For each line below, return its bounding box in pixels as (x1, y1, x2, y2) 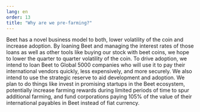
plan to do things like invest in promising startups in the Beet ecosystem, (6, 80, 186, 88)
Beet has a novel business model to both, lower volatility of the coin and (6, 36, 184, 43)
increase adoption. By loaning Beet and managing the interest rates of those (6, 42, 194, 49)
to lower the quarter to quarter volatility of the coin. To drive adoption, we (6, 55, 187, 63)
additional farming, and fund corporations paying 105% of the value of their (6, 93, 192, 100)
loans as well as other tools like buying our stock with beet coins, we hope (6, 49, 190, 56)
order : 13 (6, 14, 31, 20)
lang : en (6, 8, 28, 15)
